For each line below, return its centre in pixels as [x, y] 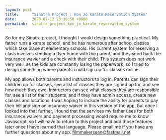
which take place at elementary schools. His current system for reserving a [82, 48]
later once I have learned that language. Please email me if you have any [79, 127]
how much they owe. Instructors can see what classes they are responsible [82, 90]
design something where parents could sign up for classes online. [73, 70]
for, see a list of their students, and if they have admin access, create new [81, 95]
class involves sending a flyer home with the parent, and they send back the [83, 54]
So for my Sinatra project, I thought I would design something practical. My [82, 38]
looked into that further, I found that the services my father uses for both [79, 111]
